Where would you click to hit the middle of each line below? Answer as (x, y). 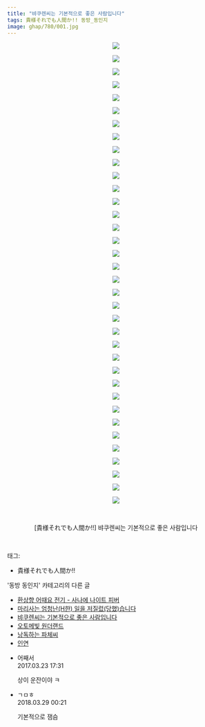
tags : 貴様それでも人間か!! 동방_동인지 (58, 20)
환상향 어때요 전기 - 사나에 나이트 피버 (68, 600)
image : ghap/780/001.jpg (43, 26)
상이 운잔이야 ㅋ (38, 680)
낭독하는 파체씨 (38, 635)
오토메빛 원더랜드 (40, 626)
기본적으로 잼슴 (38, 717)
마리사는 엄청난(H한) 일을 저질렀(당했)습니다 (77, 609)
